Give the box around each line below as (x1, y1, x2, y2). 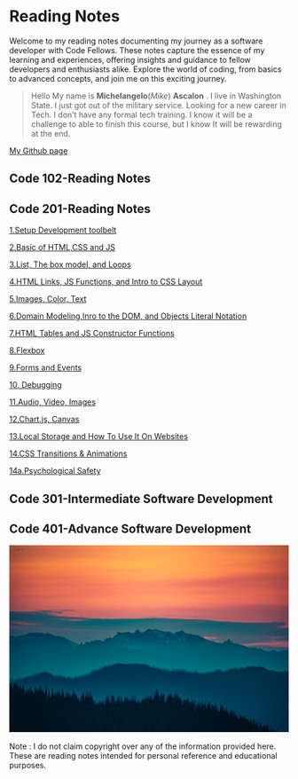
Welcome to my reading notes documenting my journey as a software (9, 35, 263, 46)
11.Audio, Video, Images (9, 397, 96, 407)
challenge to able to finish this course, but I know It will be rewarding (30, 118, 282, 130)
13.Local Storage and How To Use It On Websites (9, 431, 189, 442)
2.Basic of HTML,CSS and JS (9, 242, 115, 253)
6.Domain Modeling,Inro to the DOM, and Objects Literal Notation (9, 311, 247, 321)
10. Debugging (9, 380, 62, 390)
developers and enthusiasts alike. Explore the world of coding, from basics (9, 64, 282, 75)
